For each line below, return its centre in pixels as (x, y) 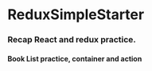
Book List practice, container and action (75, 58)
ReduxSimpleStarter (76, 15)
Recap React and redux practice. (72, 40)
